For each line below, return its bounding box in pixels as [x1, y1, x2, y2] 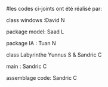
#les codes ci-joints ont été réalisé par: [6, 5, 103, 12]
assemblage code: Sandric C [6, 74, 78, 81]
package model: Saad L [6, 28, 64, 35]
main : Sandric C [6, 63, 47, 70]
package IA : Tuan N [6, 40, 57, 46]
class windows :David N [6, 17, 65, 23]
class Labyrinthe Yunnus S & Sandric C [6, 51, 102, 58]
